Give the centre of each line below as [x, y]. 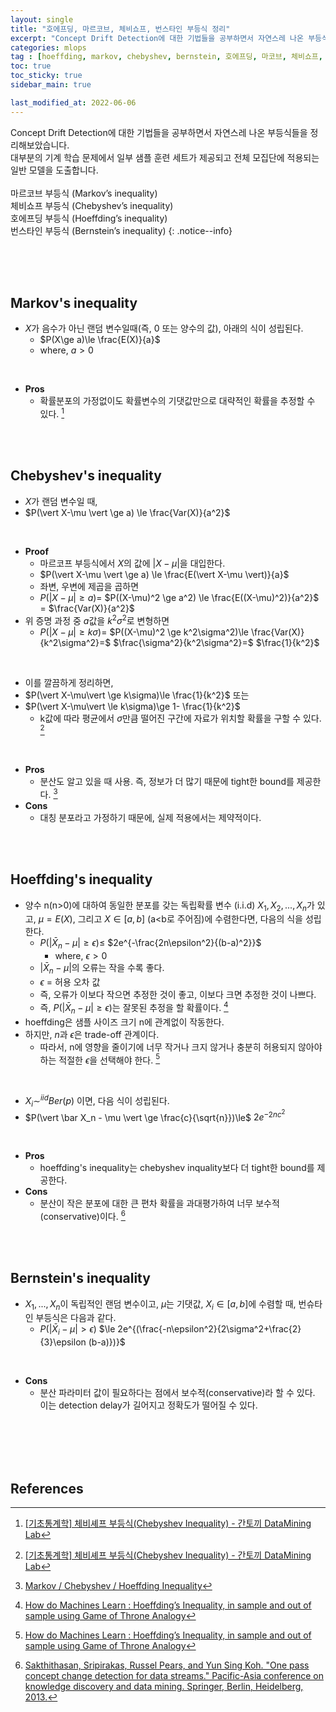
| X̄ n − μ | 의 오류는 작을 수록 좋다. [102, 969]
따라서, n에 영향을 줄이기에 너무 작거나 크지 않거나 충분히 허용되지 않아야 [181, 1047]
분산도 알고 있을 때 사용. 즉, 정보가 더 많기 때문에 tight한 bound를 [167, 782]
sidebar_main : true [51, 85]
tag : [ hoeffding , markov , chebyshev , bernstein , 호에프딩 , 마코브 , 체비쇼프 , [166, 57]
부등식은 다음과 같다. [76, 1318]
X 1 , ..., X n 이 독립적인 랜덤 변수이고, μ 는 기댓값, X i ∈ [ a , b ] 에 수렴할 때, [160, 1304]
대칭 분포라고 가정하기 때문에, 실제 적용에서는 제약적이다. [150, 817]
